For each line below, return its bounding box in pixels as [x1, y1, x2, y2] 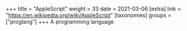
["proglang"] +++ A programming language [5, 18, 114, 25]
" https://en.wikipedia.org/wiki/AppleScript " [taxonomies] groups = [5, 12, 172, 19]
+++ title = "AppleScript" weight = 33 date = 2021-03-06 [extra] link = [5, 5, 182, 12]
